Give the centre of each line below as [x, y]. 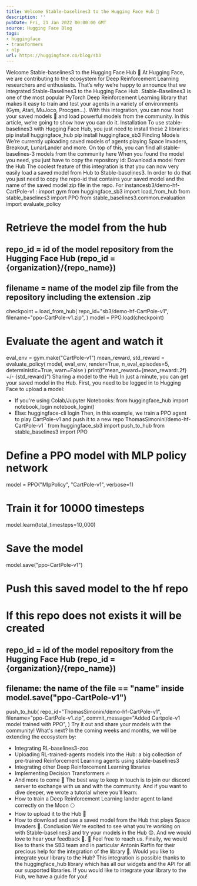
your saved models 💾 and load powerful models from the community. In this [98, 116]
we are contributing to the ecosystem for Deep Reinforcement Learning [93, 78]
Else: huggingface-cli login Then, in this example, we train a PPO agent [101, 413]
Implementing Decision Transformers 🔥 [62, 773]
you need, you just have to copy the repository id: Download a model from [96, 160]
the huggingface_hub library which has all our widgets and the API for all [103, 864]
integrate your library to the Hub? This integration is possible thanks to [100, 858]
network [27, 468]
